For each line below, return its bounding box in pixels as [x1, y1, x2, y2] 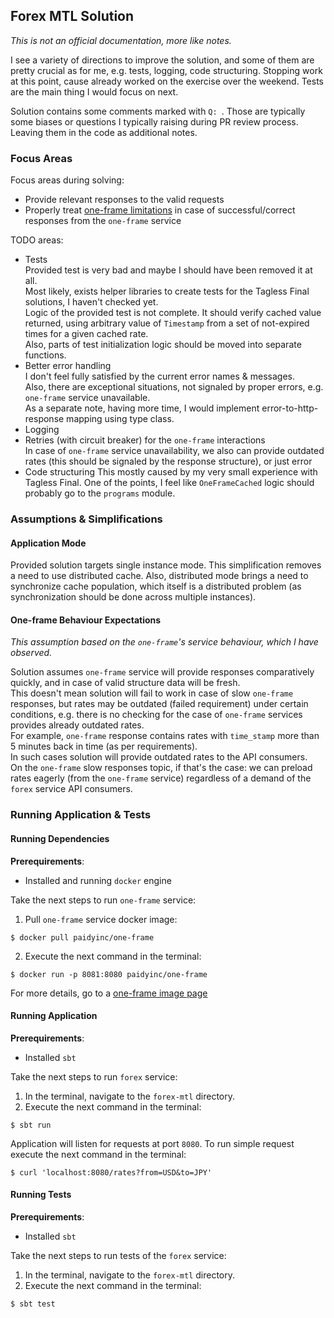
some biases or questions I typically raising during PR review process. [10, 115, 299, 128]
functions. [24, 349, 67, 361]
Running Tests [10, 1189, 72, 1201]
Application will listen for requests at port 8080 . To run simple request [10, 1137, 295, 1149]
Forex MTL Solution [10, 8, 135, 25]
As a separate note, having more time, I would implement [24, 402, 260, 414]
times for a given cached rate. [24, 328, 149, 340]
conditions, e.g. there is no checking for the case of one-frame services [10, 709, 303, 721]
